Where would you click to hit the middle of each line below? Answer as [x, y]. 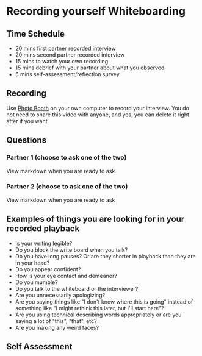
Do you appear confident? [48, 269]
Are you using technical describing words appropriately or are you [98, 315]
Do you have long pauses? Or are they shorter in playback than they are [106, 256]
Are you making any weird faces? [57, 327]
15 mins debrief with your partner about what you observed [90, 68]
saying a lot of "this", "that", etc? [56, 321]
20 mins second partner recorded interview [70, 55]
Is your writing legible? [44, 243]
